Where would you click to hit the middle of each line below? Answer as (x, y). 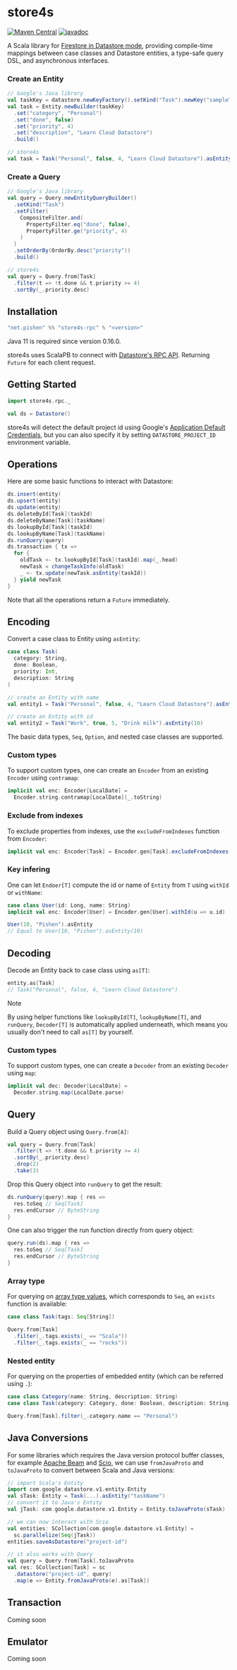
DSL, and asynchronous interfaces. (59, 60)
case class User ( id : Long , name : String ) (69, 905)
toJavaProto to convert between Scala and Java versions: (91, 1470)
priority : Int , (36, 672)
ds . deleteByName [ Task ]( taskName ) (56, 520)
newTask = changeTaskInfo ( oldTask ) (72, 567)
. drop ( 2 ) (26, 1164)
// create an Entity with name (53, 697)
